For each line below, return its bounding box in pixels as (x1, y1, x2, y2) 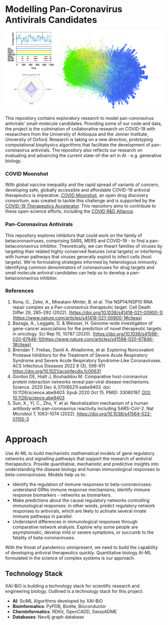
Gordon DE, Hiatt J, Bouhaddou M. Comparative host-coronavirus (12, 373, 147, 379)
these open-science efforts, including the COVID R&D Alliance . (5, 208, 134, 214)
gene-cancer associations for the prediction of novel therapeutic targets (12, 325, 161, 332)
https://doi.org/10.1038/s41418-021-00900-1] (70, 309, 163, 316)
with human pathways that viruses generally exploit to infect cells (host (5, 253, 151, 259)
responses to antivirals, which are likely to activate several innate (12, 508, 146, 514)
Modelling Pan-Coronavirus (5, 4, 122, 15)
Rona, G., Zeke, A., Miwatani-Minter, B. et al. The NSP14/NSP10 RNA (12, 298, 153, 304)
